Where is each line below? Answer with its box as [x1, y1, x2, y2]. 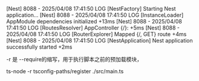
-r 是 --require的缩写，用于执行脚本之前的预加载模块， [6, 56, 143, 62]
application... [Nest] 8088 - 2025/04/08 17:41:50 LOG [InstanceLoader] [6, 11, 184, 19]
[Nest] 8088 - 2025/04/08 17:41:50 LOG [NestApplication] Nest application [6, 37, 194, 44]
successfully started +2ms [6, 43, 73, 50]
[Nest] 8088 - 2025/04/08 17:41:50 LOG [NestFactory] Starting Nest [6, 5, 177, 12]
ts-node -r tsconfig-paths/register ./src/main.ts [6, 68, 124, 74]
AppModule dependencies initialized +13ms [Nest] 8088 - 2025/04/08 [6, 18, 183, 25]
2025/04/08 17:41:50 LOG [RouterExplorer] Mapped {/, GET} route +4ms [6, 31, 187, 38]
